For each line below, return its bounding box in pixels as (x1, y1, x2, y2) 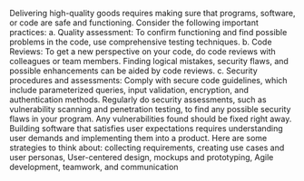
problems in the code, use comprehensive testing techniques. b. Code (9, 36, 272, 47)
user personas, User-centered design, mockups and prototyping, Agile (9, 152, 274, 162)
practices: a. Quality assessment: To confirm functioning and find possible (9, 27, 288, 37)
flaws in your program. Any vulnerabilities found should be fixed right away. (9, 113, 292, 124)
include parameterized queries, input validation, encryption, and (9, 85, 250, 95)
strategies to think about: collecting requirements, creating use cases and (9, 142, 285, 153)
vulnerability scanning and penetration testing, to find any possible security (9, 104, 291, 114)
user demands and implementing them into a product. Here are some (9, 133, 268, 143)
